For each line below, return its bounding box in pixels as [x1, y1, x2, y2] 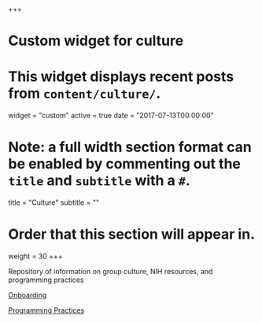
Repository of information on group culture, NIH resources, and [8, 267, 213, 276]
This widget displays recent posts [8, 68, 234, 86]
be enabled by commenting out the [8, 155, 242, 173]
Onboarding [8, 291, 47, 299]
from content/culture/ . [8, 84, 161, 102]
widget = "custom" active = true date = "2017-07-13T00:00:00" [8, 111, 214, 121]
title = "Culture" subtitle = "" [8, 198, 100, 207]
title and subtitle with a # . [8, 172, 190, 190]
